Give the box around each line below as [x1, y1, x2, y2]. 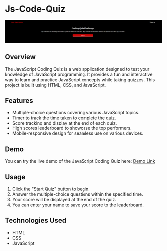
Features [5, 96, 33, 105]
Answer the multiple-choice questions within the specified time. [12, 191, 143, 197]
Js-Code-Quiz [5, 3, 66, 15]
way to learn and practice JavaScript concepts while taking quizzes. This [5, 76, 155, 83]
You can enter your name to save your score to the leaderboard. [12, 202, 144, 208]
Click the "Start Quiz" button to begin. [12, 186, 90, 192]
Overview [5, 53, 36, 61]
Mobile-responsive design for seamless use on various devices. [12, 130, 143, 136]
